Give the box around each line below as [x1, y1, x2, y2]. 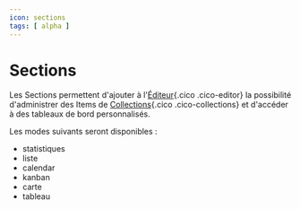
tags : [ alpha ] [9, 22, 70, 30]
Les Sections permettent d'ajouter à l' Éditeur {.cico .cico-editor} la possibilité [9, 90, 292, 100]
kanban [21, 172, 51, 183]
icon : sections [9, 13, 66, 22]
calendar [21, 162, 56, 173]
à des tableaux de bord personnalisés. [9, 109, 150, 119]
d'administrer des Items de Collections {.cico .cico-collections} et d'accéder [9, 100, 289, 110]
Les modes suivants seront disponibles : [9, 126, 159, 137]
